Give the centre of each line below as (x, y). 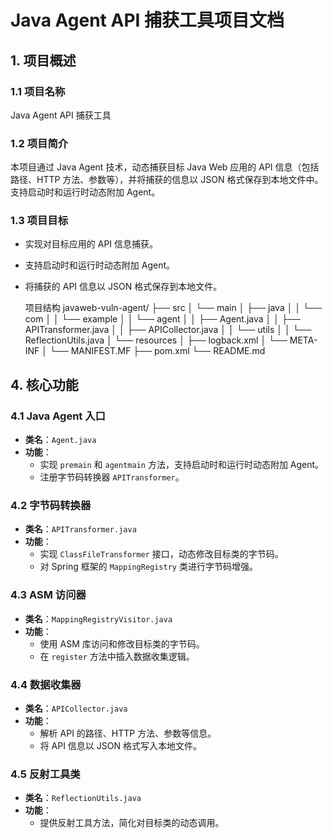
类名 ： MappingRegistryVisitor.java (98, 618)
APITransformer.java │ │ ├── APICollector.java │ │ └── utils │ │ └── (168, 330)
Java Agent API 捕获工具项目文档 (147, 20)
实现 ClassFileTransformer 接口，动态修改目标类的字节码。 (161, 554)
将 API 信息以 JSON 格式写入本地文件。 (120, 746)
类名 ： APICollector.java (76, 708)
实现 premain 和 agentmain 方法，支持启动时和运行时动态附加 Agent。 (182, 465)
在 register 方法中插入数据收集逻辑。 (117, 656)
